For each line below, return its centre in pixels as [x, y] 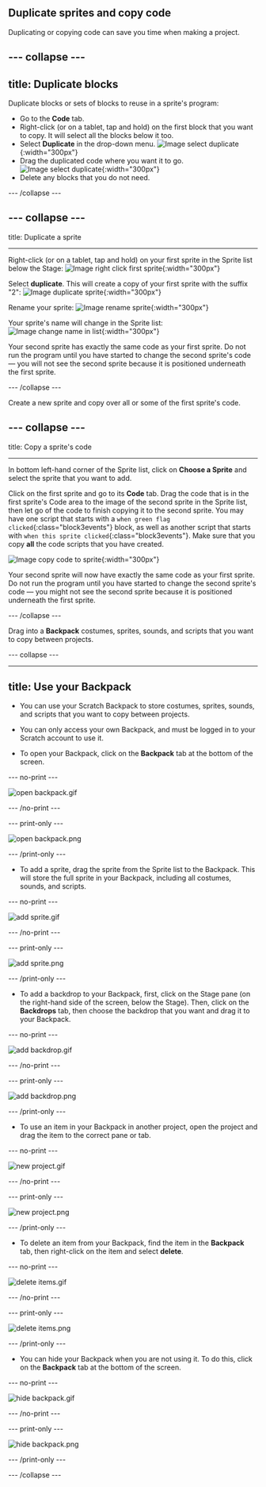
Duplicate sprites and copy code [90, 13]
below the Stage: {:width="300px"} [114, 268]
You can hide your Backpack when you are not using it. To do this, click [136, 1359]
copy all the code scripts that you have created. [86, 544]
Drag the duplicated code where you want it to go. [101, 161]
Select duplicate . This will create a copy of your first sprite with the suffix [128, 283]
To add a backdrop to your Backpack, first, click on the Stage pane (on [135, 994]
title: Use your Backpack [70, 687]
